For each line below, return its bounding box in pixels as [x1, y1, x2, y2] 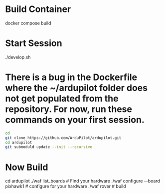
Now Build [5, 161, 48, 173]
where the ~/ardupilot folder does [5, 82, 148, 93]
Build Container [5, 3, 71, 15]
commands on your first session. [5, 114, 145, 125]
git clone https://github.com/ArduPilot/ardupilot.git [5, 135, 122, 140]
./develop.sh [5, 54, 31, 60]
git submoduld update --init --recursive [5, 144, 93, 149]
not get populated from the [5, 93, 119, 104]
